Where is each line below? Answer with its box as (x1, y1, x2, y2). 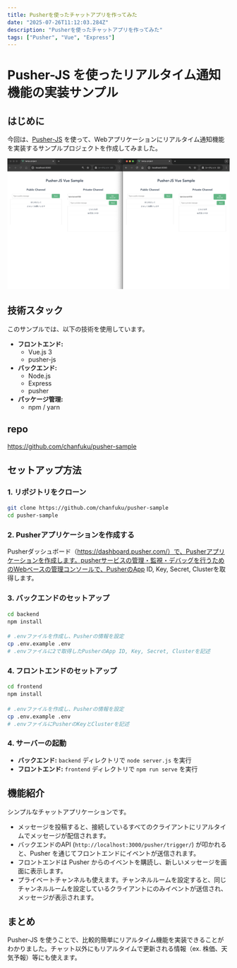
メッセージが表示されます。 (17, 893, 98, 902)
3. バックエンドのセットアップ (7, 593, 110, 603)
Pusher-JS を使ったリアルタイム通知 (7, 67, 221, 83)
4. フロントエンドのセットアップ (7, 666, 118, 676)
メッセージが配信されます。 (30, 831, 111, 839)
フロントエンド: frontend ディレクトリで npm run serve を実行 (17, 765, 198, 773)
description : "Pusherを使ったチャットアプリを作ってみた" (7, 26, 163, 33)
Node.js (28, 371, 51, 380)
